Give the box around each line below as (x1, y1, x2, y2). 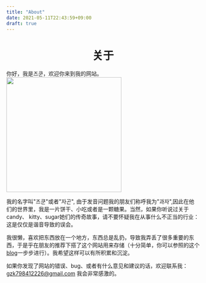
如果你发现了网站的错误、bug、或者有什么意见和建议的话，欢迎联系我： (6, 262, 188, 270)
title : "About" (6, 9, 45, 15)
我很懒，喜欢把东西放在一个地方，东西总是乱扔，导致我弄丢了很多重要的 (6, 234, 189, 241)
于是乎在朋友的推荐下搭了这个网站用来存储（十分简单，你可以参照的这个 (17, 241, 200, 249)
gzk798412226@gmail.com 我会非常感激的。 (6, 270, 120, 277)
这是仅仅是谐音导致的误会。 (6, 221, 77, 228)
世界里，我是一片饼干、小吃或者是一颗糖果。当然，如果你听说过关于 (17, 206, 189, 213)
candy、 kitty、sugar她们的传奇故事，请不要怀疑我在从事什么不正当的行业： (6, 213, 199, 221)
